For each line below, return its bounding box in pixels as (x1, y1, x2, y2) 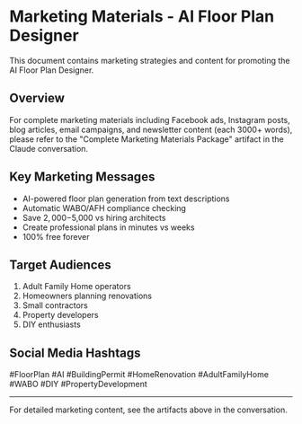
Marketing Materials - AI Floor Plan (9, 6, 275, 27)
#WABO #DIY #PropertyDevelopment (9, 379, 148, 390)
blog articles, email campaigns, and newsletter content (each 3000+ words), (9, 124, 293, 135)
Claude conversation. (9, 143, 88, 154)
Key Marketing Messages (9, 169, 155, 185)
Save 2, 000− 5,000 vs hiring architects (22, 212, 166, 223)
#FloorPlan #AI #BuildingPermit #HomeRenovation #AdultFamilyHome (9, 369, 270, 380)
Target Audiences (9, 257, 112, 272)
